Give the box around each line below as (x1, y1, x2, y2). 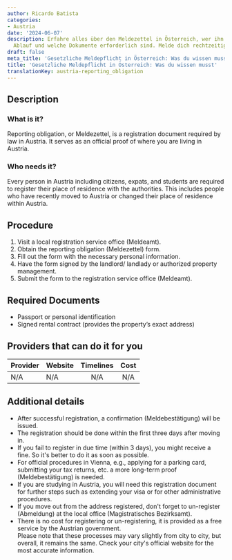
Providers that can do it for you (7, 340, 143, 352)
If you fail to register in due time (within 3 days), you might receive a (17, 443, 211, 452)
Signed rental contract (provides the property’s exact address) (17, 320, 195, 329)
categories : (7, 17, 41, 23)
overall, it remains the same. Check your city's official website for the (17, 539, 214, 547)
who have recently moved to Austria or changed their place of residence (7, 192, 213, 200)
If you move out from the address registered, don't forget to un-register (17, 502, 221, 510)
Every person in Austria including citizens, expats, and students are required (7, 177, 224, 186)
